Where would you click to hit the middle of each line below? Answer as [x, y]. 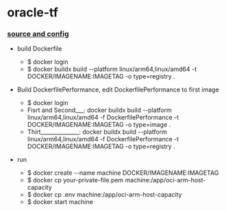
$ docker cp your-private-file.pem [75, 180]
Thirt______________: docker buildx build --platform [97, 132]
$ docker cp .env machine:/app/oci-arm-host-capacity [104, 195]
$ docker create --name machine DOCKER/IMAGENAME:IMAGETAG [123, 173]
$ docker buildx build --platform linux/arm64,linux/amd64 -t [112, 69]
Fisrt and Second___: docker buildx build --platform [100, 110]
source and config [38, 34]
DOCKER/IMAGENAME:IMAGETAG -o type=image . [99, 125]
